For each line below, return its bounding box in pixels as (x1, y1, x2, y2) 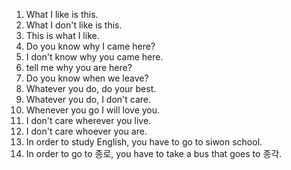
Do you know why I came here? (25, 40, 156, 52)
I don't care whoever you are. (25, 125, 148, 137)
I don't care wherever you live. (25, 115, 152, 126)
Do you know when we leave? (25, 72, 149, 84)
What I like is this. (25, 9, 99, 20)
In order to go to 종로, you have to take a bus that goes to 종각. (25, 148, 283, 159)
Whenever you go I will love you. (25, 104, 161, 116)
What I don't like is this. (25, 19, 123, 31)
